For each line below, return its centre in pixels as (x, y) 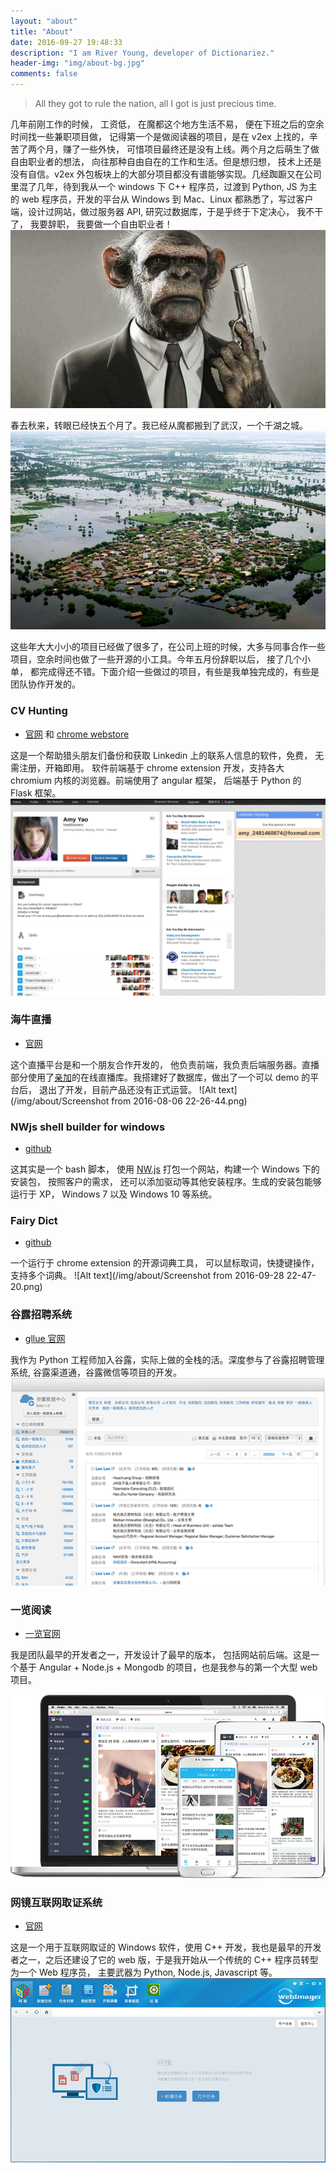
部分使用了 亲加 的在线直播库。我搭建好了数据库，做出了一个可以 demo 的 (160, 1077)
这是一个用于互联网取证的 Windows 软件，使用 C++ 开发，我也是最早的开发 (166, 1947)
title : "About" (42, 31)
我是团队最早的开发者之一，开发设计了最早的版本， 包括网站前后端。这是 (160, 1655)
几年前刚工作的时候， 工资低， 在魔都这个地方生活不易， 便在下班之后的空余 (167, 124)
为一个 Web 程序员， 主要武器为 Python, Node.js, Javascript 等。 (144, 1972)
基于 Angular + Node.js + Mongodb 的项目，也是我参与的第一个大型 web (168, 1667)
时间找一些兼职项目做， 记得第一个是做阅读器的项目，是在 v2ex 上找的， (160, 136)
